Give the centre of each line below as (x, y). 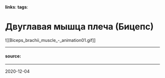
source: (13, 56)
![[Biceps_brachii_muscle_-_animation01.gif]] (50, 40)
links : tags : (17, 7)
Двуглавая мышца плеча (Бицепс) (79, 27)
